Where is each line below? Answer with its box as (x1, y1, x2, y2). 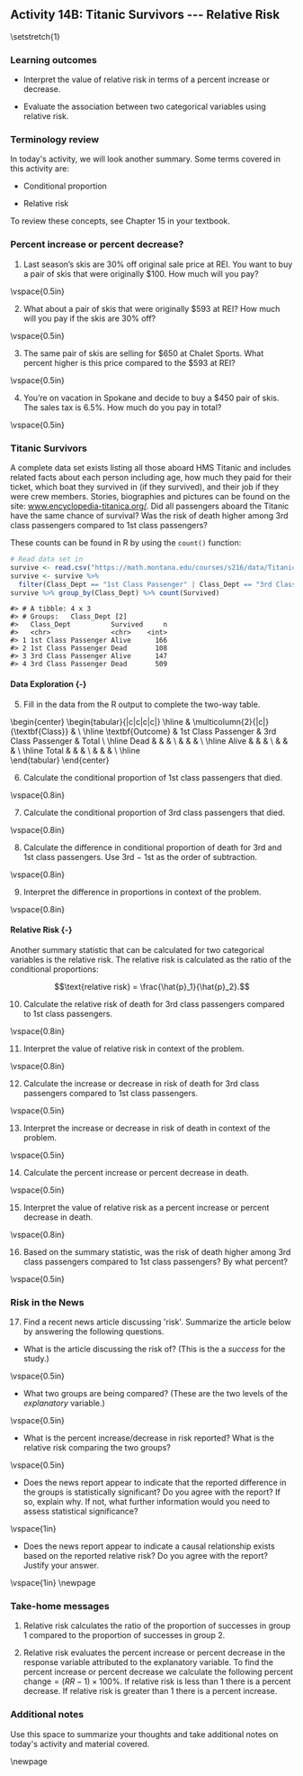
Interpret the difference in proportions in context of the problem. (22, 886, 262, 897)
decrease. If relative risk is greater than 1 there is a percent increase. (22, 1686, 278, 1697)
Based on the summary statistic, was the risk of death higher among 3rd (22, 1246, 291, 1257)
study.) (22, 1353, 50, 1364)
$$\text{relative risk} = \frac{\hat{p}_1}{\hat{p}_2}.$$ (54, 981, 250, 992)
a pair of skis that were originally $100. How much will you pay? (22, 268, 259, 279)
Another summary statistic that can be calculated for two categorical (10, 944, 264, 955)
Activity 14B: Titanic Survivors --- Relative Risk (10, 7, 281, 23)
